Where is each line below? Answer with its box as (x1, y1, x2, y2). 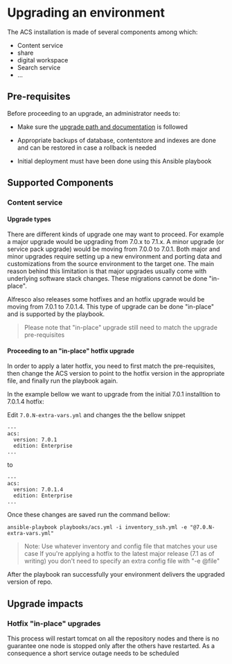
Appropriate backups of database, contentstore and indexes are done (17, 136, 217, 144)
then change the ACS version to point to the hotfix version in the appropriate (7, 369, 225, 378)
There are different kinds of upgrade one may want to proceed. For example (7, 230, 224, 238)
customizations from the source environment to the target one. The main (7, 260, 215, 268)
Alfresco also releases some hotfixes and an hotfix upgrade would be (7, 295, 205, 304)
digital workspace (17, 55, 69, 64)
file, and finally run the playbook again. (7, 376, 118, 385)
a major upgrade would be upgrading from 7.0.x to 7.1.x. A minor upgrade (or (7, 238, 224, 246)
